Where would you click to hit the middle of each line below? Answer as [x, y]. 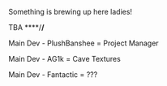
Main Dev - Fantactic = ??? [53, 75]
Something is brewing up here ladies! [70, 12]
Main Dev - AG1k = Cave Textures [65, 59]
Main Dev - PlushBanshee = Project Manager [84, 43]
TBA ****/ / [26, 27]
